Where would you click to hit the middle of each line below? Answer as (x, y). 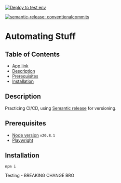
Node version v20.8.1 (34, 135)
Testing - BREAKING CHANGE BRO (40, 175)
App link (20, 66)
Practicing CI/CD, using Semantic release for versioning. (61, 108)
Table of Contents (33, 54)
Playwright (23, 140)
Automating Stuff (40, 37)
